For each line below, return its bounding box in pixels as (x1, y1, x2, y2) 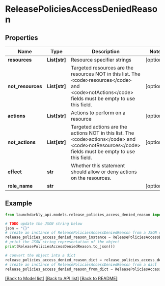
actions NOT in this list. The (71, 129, 134, 136)
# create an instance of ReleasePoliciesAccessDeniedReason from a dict (5, 262, 157, 267)
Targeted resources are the (71, 64, 134, 71)
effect (7, 168, 22, 175)
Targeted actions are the (71, 124, 128, 130)
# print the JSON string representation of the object (5, 240, 120, 245)
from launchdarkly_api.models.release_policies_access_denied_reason (5, 212, 151, 217)
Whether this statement (71, 162, 125, 169)
